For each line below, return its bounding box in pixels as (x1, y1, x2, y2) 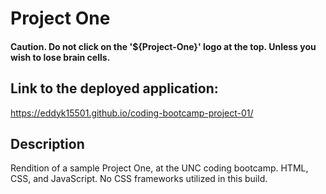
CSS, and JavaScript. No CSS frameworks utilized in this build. (10, 173, 268, 185)
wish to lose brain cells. (10, 51, 111, 63)
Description (10, 135, 85, 152)
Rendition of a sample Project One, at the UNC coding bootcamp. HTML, (10, 162, 309, 174)
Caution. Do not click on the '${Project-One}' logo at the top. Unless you (10, 40, 317, 52)
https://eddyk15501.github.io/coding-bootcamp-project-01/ (10, 107, 254, 119)
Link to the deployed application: (10, 80, 219, 97)
